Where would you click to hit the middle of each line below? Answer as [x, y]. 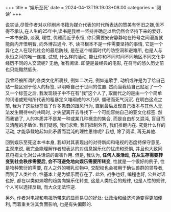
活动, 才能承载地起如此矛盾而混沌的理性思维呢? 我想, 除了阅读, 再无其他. [81, 131]
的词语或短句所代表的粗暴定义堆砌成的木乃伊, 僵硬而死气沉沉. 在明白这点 [82, 99]
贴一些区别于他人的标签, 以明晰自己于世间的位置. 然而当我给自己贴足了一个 [84, 87]
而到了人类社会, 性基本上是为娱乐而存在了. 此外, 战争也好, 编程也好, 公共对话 [86, 174]
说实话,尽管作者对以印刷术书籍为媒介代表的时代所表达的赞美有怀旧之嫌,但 [83, 25]
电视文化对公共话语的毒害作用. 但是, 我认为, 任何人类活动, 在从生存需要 [84, 155]
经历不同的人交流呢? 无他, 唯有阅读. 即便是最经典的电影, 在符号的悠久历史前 [85, 63]
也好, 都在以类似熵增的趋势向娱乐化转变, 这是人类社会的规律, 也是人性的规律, [86, 181]
